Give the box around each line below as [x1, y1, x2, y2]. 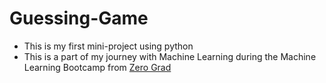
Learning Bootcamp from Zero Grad [23, 61, 172, 73]
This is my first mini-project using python [23, 40, 194, 52]
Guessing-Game [9, 7, 149, 30]
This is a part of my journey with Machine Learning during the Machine [23, 50, 317, 62]
